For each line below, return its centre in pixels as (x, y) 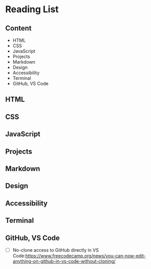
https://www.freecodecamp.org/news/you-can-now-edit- (85, 256)
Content (19, 28)
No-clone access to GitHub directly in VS (56, 250)
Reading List (32, 9)
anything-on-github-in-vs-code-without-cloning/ (64, 261)
